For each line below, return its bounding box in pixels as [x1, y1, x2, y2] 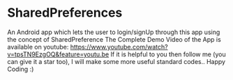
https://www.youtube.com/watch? [70, 42, 169, 51]
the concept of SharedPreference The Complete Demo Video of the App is [7, 35, 221, 43]
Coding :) [7, 65, 34, 73]
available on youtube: [7, 42, 69, 51]
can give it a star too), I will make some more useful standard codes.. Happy [7, 57, 225, 65]
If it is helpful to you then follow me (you [110, 50, 226, 58]
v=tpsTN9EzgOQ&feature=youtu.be [7, 50, 110, 58]
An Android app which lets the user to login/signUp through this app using [7, 28, 220, 36]
